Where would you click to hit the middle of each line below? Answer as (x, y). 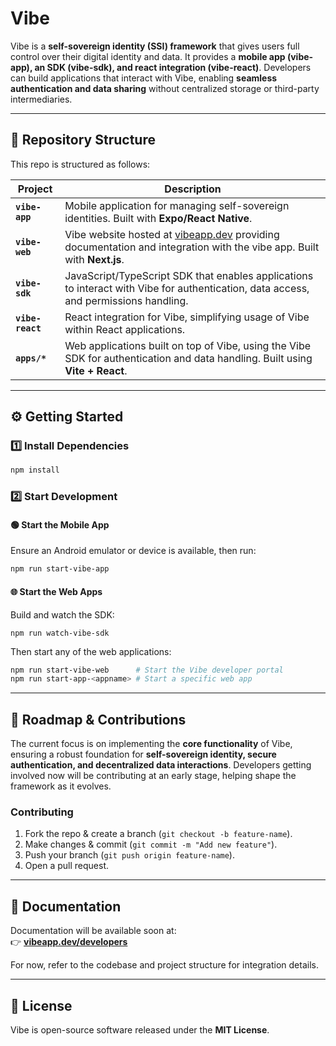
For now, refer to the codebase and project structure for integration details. (164, 965)
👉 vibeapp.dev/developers (69, 942)
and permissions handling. (126, 300)
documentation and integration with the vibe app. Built (192, 247)
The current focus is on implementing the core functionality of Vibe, (151, 744)
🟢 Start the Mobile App (60, 524)
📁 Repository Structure (83, 140)
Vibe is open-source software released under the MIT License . (140, 1030)
